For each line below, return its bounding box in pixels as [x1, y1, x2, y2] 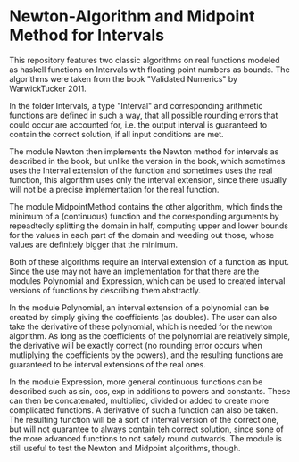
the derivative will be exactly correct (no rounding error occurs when [9, 340, 263, 351]
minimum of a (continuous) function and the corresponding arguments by [9, 210, 279, 221]
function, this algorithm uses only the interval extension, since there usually [9, 174, 287, 185]
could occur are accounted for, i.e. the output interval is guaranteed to [9, 119, 268, 130]
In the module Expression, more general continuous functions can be [9, 376, 263, 387]
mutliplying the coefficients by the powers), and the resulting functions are [9, 350, 284, 360]
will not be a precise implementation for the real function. [9, 184, 220, 194]
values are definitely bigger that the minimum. [9, 239, 179, 250]
